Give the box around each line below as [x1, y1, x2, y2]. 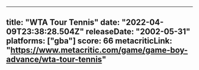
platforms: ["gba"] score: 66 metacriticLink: [6, 36, 173, 46]
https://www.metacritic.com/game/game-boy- [10, 45, 188, 55]
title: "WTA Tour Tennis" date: [6, 17, 120, 27]
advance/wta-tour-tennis [6, 55, 102, 65]
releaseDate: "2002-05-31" [85, 27, 191, 37]
